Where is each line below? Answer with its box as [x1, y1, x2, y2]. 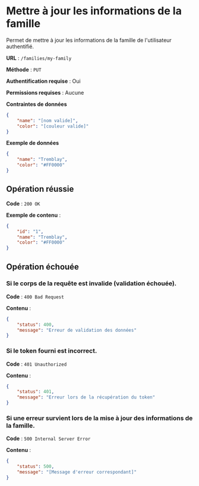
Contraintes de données [6, 100, 67, 108]
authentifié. [6, 43, 34, 50]
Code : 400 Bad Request [6, 293, 64, 300]
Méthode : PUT [6, 66, 42, 73]
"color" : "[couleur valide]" [17, 123, 89, 129]
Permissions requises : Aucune [6, 89, 84, 96]
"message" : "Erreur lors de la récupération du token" [17, 394, 156, 400]
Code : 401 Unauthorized [6, 360, 67, 367]
